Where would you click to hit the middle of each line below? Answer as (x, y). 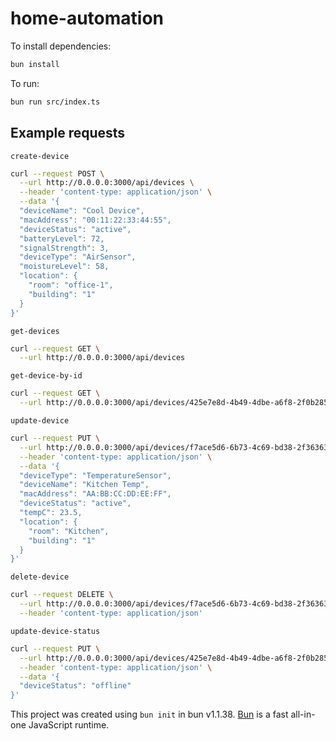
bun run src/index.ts (55, 102)
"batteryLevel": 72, (62, 238)
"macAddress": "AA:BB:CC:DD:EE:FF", (95, 494)
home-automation (87, 18)
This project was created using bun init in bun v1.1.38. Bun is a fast (149, 714)
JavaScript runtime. (69, 725)
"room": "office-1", (71, 285)
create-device (40, 156)
